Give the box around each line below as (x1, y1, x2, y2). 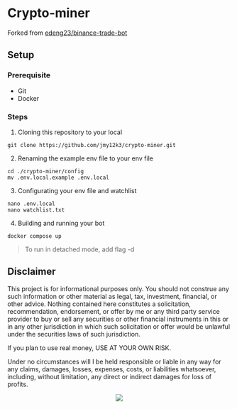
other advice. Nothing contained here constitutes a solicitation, (7, 300, 192, 308)
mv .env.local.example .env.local (7, 174, 110, 181)
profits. (7, 380, 28, 388)
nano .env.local (7, 200, 55, 207)
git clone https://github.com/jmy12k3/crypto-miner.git (7, 141, 176, 148)
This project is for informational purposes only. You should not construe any (7, 284, 229, 293)
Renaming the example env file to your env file (17, 154, 154, 163)
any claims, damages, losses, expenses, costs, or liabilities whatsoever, (7, 364, 216, 373)
